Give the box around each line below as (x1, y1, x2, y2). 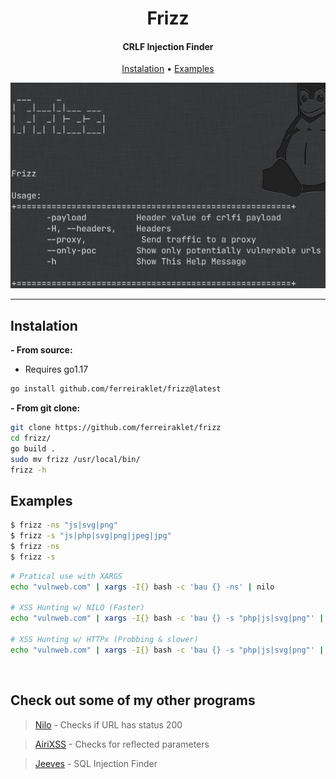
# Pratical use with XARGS (10, 571, 123, 581)
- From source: (10, 344, 73, 356)
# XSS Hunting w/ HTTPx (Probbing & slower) (10, 635, 199, 645)
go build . (10, 443, 56, 454)
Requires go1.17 (24, 363, 89, 376)
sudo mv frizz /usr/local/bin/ (10, 454, 141, 464)
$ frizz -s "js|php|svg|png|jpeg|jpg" (10, 531, 172, 541)
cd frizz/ (10, 433, 52, 444)
